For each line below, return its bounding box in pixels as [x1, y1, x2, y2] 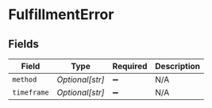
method [12, 75, 37, 84]
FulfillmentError [8, 6, 114, 24]
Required [112, 61, 148, 71]
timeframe [12, 88, 49, 97]
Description [154, 61, 201, 71]
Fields [8, 37, 40, 51]
